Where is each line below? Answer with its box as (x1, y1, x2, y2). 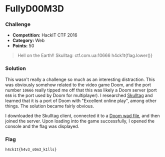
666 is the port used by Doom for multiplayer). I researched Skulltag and (5, 92, 153, 98)
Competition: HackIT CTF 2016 (12, 32, 77, 38)
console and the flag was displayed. (5, 123, 79, 129)
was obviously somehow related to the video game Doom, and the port (5, 81, 151, 87)
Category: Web (12, 37, 45, 43)
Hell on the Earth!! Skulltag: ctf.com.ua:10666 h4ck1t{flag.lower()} (17, 52, 153, 58)
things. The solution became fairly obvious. (5, 103, 94, 109)
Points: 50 (12, 43, 34, 49)
